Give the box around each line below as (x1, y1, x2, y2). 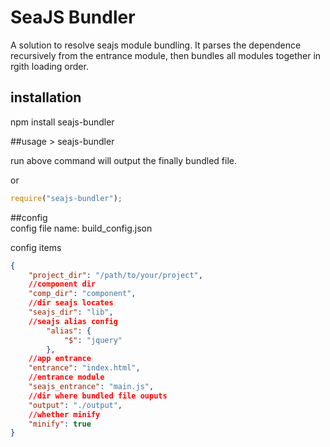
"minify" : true (28, 419, 92, 429)
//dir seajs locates (28, 298, 114, 308)
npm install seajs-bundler (10, 116, 115, 128)
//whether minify (28, 409, 101, 420)
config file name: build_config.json (10, 222, 153, 234)
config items (10, 241, 62, 253)
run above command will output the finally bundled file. (10, 154, 237, 166)
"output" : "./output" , (28, 400, 123, 410)
